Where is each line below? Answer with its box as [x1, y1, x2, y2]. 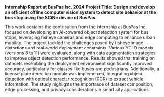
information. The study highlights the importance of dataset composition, [5, 81, 154, 87]
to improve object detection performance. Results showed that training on [5, 55, 155, 61]
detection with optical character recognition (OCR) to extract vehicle [5, 76, 144, 82]
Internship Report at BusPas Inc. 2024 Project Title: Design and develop [5, 4, 155, 10]
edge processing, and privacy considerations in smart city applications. [5, 87, 150, 92]
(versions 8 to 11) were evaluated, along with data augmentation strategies [5, 50, 156, 56]
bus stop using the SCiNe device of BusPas [5, 15, 95, 20]
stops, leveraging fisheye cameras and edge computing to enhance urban [5, 34, 155, 40]
